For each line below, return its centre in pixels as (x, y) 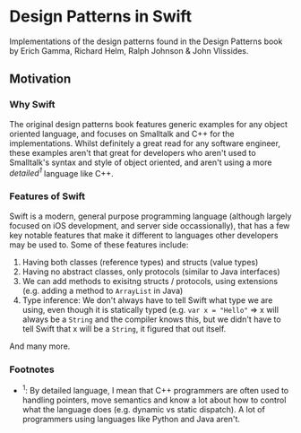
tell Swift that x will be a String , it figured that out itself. (124, 328)
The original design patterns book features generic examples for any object (149, 124)
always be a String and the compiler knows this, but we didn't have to (151, 319)
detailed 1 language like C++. (61, 172)
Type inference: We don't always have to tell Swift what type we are (147, 300)
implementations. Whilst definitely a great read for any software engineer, (145, 143)
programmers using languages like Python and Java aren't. (131, 419)
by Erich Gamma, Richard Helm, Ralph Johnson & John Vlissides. (129, 50)
